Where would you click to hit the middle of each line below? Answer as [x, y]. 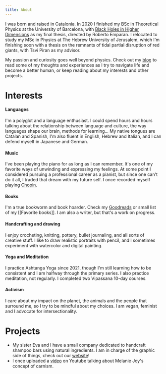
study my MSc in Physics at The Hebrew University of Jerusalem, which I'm [83, 40]
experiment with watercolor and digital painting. [54, 245]
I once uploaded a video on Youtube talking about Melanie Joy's [78, 361]
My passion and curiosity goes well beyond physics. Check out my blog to [81, 59]
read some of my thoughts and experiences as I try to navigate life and [77, 65]
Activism [15, 290]
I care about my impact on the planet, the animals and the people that [76, 301]
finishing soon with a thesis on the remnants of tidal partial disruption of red [83, 45]
